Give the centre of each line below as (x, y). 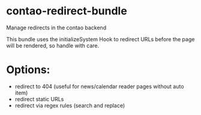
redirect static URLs (39, 99)
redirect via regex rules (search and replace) (70, 105)
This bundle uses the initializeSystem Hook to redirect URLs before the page (100, 39)
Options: (28, 70)
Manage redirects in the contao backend (56, 28)
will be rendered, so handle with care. (53, 46)
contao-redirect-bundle (67, 11)
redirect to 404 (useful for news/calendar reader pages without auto (99, 86)
